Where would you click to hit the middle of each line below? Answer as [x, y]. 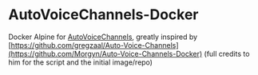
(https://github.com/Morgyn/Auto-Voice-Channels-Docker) [105, 53]
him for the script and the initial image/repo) [81, 62]
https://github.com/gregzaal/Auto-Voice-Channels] [95, 45]
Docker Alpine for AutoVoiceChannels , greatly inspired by [103, 37]
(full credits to [227, 53]
